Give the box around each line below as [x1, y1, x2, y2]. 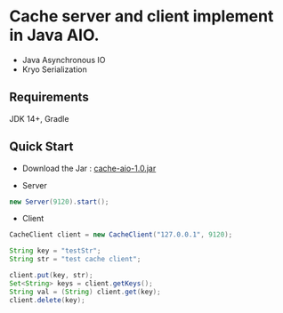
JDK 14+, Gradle [9, 113, 69, 124]
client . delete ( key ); [9, 295, 86, 304]
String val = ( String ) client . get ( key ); [9, 287, 162, 296]
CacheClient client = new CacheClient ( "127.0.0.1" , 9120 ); [9, 230, 233, 239]
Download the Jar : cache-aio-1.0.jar [21, 163, 157, 173]
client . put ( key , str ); [9, 271, 93, 280]
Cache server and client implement [9, 6, 274, 27]
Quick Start [9, 140, 74, 155]
